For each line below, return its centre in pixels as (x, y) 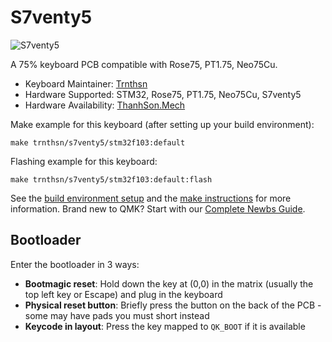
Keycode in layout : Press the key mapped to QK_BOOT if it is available (165, 326)
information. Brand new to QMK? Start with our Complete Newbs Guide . (158, 208)
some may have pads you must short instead (117, 315)
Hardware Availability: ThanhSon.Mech (105, 105)
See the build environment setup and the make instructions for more (151, 198)
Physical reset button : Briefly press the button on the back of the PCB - (173, 305)
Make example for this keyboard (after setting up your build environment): (162, 124)
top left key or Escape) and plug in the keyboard (123, 294)
